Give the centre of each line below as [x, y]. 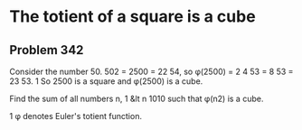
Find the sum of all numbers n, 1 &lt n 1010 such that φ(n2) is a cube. [137, 98]
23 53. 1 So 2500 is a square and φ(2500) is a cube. [106, 81]
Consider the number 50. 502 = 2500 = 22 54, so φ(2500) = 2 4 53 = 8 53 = [151, 71]
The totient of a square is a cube [132, 17]
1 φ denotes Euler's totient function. [76, 116]
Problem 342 [47, 50]
